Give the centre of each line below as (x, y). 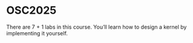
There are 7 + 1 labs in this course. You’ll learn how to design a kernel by (97, 27)
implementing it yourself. (37, 33)
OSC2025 (31, 10)
